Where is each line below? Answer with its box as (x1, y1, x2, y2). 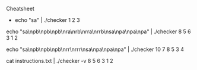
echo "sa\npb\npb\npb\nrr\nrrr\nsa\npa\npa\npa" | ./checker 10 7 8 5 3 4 (6, 46, 184, 53)
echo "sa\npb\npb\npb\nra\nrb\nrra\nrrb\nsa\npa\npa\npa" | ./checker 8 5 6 (6, 28, 191, 35)
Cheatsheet (6, 5, 34, 12)
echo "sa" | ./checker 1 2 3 (14, 17, 80, 23)
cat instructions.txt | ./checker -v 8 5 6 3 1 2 (6, 58, 114, 64)
